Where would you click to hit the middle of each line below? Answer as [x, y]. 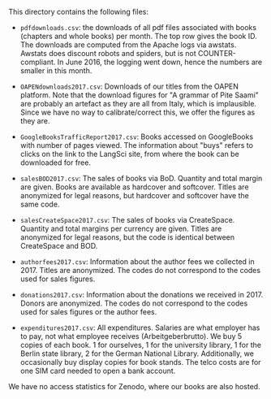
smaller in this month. [56, 71]
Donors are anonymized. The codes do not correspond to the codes [134, 303]
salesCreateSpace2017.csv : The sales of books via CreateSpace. [127, 220]
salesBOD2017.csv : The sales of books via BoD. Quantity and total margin [141, 178]
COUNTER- [217, 53]
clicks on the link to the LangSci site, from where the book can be [129, 154]
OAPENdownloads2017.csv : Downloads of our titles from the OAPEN [129, 86]
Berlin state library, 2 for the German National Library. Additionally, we [137, 353]
